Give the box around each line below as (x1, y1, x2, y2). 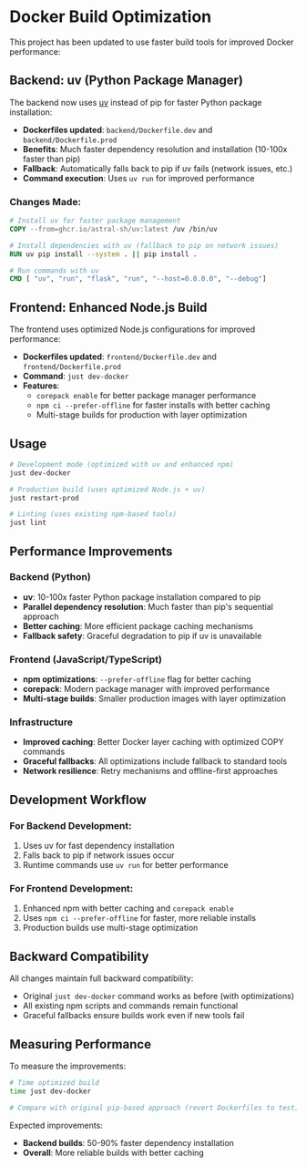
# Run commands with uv (9, 266, 100, 275)
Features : (22, 380, 60, 391)
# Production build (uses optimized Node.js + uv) (9, 485, 206, 494)
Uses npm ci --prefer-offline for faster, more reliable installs (22, 913, 257, 924)
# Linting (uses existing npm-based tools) (9, 510, 178, 519)
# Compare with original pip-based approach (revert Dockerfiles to (9, 1103, 275, 1112)
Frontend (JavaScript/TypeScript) (9, 653, 162, 666)
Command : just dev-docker (22, 371, 129, 382)
